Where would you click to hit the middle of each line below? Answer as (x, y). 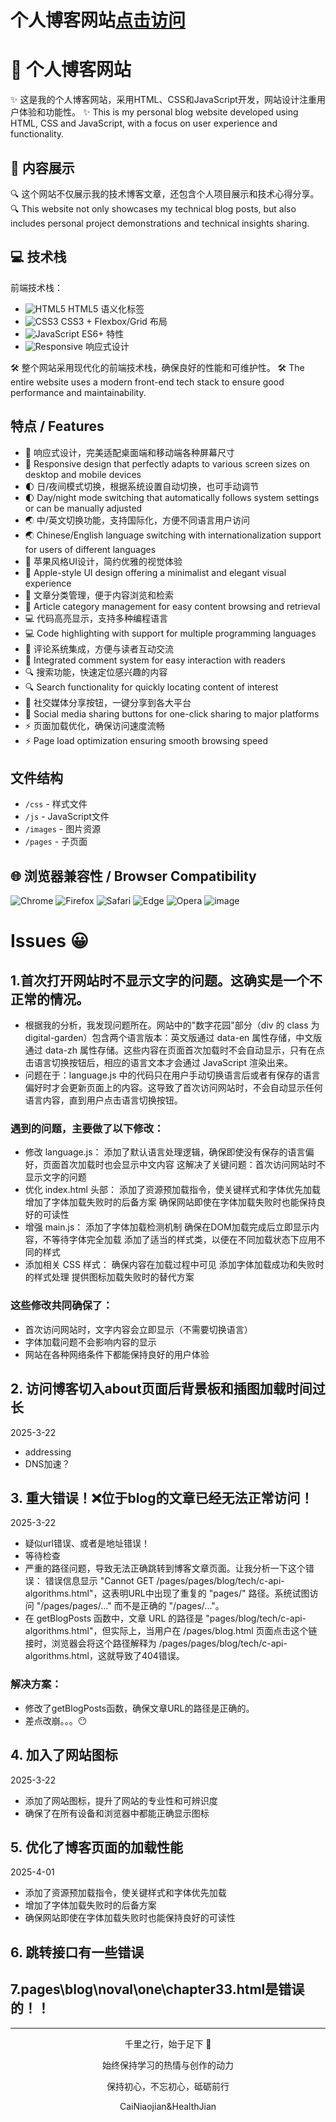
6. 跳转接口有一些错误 (77, 1952)
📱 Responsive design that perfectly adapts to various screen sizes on (167, 463)
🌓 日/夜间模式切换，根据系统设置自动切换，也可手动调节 (142, 486)
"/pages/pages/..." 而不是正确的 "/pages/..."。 (130, 1606)
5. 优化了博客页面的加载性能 (96, 1847)
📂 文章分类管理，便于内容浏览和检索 (99, 595)
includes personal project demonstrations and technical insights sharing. (160, 223)
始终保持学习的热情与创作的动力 (168, 2065)
